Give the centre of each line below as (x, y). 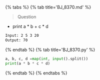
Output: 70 (16, 40)
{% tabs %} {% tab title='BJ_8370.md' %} (48, 7)
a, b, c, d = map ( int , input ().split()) (47, 59)
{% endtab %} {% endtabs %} (36, 73)
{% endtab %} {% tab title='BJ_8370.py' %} (50, 50)
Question (27, 17)
